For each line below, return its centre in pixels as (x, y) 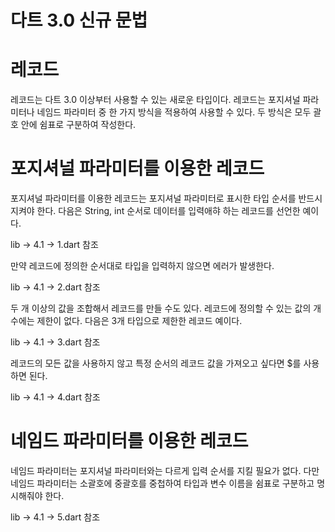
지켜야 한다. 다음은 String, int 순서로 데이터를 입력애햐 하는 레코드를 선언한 (155, 211)
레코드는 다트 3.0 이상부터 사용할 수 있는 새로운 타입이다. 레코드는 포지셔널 (155, 100)
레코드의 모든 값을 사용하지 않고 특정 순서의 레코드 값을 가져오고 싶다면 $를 (156, 363)
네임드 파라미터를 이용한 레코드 (129, 441)
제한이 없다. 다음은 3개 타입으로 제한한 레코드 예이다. (139, 321)
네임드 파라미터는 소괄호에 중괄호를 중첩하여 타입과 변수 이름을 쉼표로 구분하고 (162, 483)
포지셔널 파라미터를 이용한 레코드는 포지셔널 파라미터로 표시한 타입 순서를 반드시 (166, 198)
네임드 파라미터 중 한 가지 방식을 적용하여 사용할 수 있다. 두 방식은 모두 (174, 112)
